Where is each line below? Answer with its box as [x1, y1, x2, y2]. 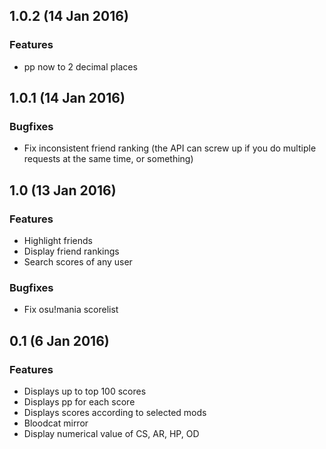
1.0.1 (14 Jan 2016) [9, 90, 126, 107]
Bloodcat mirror [23, 417, 89, 429]
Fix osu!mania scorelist [23, 304, 119, 316]
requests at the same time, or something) [23, 153, 194, 165]
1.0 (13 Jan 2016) [9, 182, 117, 199]
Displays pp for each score [23, 396, 136, 408]
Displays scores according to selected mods [23, 407, 207, 419]
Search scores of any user [23, 256, 133, 268]
